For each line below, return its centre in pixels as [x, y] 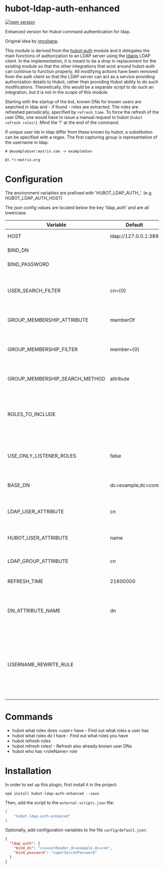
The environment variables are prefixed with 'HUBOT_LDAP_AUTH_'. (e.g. [79, 193]
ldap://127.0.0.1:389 [134, 236]
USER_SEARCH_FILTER [34, 290]
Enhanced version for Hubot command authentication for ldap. [68, 31]
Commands [29, 717]
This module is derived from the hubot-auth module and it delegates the [77, 50]
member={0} [125, 349]
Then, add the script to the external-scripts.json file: [60, 802]
